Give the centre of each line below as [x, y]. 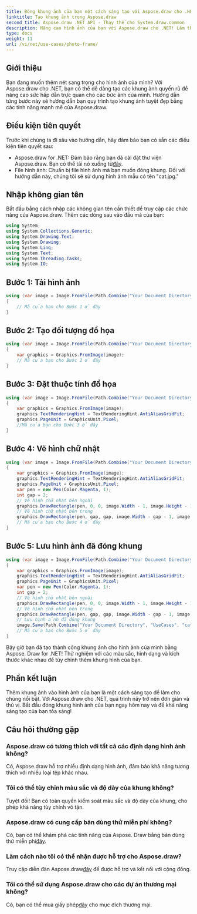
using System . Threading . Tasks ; [44, 258]
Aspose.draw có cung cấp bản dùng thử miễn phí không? [89, 822]
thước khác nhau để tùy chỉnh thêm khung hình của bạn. [74, 660]
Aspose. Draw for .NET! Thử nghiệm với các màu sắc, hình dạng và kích [93, 653]
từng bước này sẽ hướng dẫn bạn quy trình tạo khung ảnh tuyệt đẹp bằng [94, 101]
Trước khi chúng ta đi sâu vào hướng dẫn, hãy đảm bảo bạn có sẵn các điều [98, 140]
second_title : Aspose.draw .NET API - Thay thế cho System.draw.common [95, 22]
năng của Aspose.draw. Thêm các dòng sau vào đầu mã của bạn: [85, 215]
